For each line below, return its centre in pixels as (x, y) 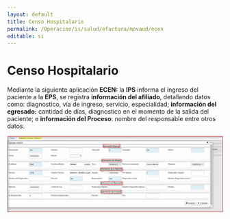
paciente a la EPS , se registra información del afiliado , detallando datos (109, 97)
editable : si (26, 36)
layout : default (30, 14)
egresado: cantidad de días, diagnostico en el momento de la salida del (108, 112)
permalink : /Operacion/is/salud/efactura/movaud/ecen (86, 29)
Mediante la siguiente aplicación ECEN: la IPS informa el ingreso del (103, 90)
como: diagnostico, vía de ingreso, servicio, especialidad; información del (112, 104)
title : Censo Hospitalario (46, 22)
